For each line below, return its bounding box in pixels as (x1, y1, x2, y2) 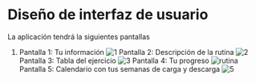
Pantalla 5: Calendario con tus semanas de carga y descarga (18, 64, 221, 73)
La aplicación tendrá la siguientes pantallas (7, 32, 150, 41)
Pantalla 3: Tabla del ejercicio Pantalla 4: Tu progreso (18, 56, 209, 65)
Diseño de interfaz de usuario (7, 6, 209, 24)
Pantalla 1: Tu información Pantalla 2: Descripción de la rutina (18, 47, 234, 57)
